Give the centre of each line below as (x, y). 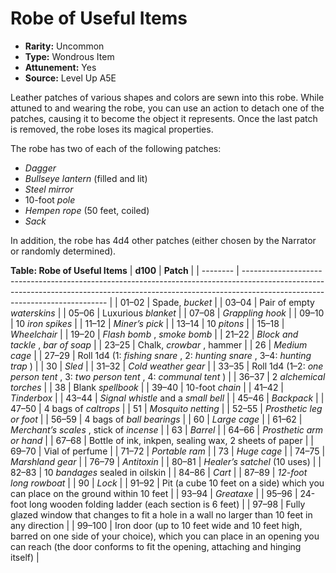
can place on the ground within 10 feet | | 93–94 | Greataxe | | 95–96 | (154, 493)
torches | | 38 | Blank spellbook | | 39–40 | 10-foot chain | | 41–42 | (147, 387)
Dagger (40, 168)
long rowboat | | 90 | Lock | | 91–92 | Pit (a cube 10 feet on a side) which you (167, 483)
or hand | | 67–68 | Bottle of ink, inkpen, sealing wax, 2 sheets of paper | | (162, 440)
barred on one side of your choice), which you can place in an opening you (165, 536)
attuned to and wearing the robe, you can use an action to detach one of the (167, 108)
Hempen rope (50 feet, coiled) (87, 210)
